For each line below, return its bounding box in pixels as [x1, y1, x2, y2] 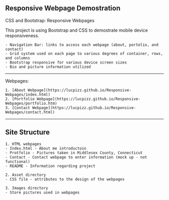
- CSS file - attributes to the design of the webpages [5, 176, 125, 182]
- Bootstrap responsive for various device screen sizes [5, 60, 127, 65]
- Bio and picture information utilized [5, 64, 92, 70]
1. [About [5, 88, 26, 93]
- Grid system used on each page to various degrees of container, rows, [5, 51, 163, 56]
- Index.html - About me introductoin [5, 146, 87, 151]
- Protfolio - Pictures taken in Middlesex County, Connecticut [5, 150, 143, 155]
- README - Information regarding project [5, 163, 96, 168]
